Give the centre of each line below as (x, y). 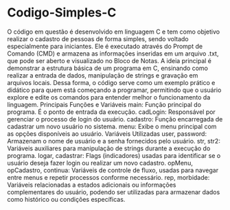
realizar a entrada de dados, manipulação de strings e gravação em (103, 75)
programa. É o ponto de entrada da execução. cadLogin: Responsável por (112, 112)
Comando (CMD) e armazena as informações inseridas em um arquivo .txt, (113, 54)
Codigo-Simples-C (62, 13)
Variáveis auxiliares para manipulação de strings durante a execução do (109, 148)
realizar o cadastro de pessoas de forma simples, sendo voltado (98, 38)
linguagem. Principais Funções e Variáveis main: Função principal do (104, 104)
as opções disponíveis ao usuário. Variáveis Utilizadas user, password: (107, 133)
